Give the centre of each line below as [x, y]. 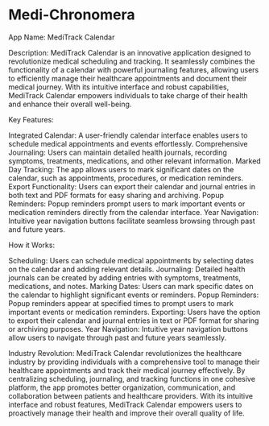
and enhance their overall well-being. [70, 104]
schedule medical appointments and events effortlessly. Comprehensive [128, 143]
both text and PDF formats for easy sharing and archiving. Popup [116, 195]
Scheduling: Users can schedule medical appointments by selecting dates [131, 260]
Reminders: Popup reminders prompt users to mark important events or [127, 204]
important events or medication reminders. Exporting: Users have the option [134, 312]
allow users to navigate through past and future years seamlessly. [118, 337]
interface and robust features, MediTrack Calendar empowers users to [125, 404]
